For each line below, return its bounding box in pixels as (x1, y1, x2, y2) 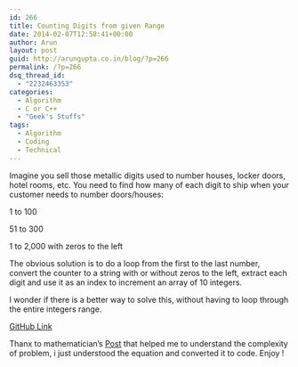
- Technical (17, 145, 62, 154)
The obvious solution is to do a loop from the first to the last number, (9, 257, 261, 268)
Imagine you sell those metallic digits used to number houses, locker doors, (9, 170, 286, 181)
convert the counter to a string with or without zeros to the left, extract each (9, 267, 287, 278)
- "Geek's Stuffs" (17, 112, 86, 121)
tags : (9, 121, 29, 130)
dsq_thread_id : (9, 71, 66, 80)
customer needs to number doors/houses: (9, 189, 165, 200)
